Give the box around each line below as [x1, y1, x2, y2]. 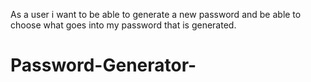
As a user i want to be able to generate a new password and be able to [10, 9, 302, 20]
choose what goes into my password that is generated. [10, 19, 237, 31]
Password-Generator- [10, 54, 197, 77]
